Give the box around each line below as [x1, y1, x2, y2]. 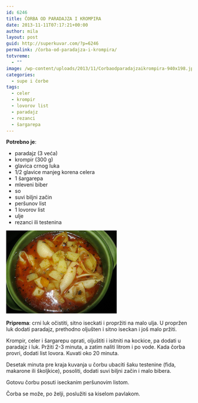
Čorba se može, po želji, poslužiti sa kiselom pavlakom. [6, 390, 140, 398]
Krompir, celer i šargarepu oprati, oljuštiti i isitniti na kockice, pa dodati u [6, 337, 181, 345]
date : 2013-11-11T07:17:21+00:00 [6, 22, 88, 28]
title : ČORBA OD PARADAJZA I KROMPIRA [6, 15, 101, 22]
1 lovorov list [14, 207, 45, 214]
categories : [6, 71, 35, 78]
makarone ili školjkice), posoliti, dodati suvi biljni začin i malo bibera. [6, 368, 171, 375]
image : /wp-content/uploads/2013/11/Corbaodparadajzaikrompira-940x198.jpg [6, 65, 196, 71]
